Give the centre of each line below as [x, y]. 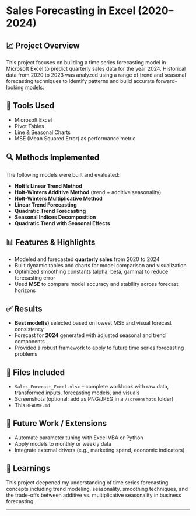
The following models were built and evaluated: [63, 174]
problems [26, 354]
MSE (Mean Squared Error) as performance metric [75, 138]
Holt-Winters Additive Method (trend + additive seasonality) [88, 192]
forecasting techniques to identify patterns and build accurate [80, 81]
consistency [29, 329]
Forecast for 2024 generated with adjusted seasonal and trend [90, 335]
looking [15, 87]
